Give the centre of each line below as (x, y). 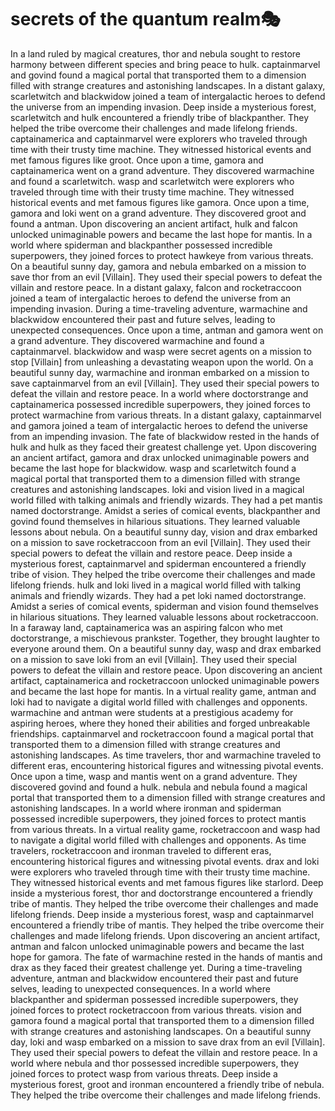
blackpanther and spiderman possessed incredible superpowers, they (154, 999)
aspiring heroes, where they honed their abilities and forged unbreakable (160, 723)
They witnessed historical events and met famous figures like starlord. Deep (167, 882)
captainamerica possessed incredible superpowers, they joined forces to (160, 404)
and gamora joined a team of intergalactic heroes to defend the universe (159, 425)
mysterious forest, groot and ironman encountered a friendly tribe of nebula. (167, 1084)
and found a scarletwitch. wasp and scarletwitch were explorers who (152, 181)
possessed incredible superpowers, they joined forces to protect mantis (158, 818)
